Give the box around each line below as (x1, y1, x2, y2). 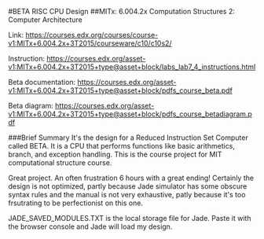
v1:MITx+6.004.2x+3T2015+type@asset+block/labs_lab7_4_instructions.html (8, 62, 256, 72)
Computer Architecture (8, 15, 82, 24)
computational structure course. (8, 158, 112, 167)
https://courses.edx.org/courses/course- (25, 31, 159, 39)
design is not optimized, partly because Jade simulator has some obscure (8, 182, 247, 191)
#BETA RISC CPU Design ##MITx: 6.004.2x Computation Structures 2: (8, 7, 236, 16)
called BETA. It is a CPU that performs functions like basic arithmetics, (8, 142, 236, 150)
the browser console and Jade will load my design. (8, 222, 173, 231)
